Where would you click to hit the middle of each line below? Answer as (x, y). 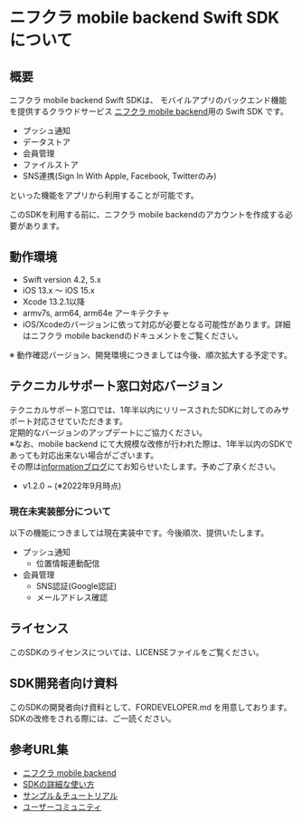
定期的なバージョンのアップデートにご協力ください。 (109, 432)
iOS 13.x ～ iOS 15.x (58, 290)
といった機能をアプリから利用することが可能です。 (104, 195)
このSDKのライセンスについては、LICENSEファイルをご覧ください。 (137, 652)
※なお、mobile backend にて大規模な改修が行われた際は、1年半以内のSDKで (151, 443)
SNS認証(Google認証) (76, 585)
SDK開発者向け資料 (64, 684)
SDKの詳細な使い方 (58, 785)
